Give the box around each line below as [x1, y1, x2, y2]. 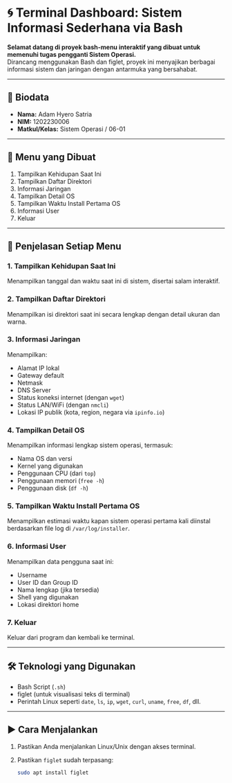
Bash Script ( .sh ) [17, 683, 66, 691]
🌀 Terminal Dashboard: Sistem [7, 5, 182, 21]
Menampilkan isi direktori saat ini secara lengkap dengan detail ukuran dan [7, 310, 220, 318]
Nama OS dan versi [17, 455, 72, 463]
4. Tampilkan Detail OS [7, 425, 85, 434]
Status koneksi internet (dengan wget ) [17, 393, 125, 401]
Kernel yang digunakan [17, 462, 84, 470]
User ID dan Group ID [17, 578, 78, 586]
